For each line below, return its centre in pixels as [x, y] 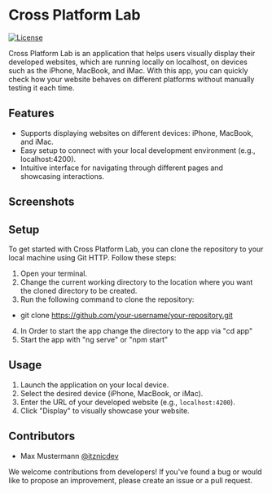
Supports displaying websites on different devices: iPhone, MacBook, [137, 133]
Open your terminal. [54, 273]
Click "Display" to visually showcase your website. [105, 410]
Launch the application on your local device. [94, 385]
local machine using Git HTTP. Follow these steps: [92, 257]
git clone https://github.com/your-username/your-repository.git [127, 315]
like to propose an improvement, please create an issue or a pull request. [131, 480]
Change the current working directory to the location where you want [136, 281]
